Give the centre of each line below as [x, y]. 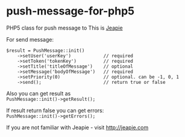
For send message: [30, 39]
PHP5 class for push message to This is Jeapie [64, 28]
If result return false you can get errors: [55, 110]
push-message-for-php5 [70, 11]
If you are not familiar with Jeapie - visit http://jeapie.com [77, 127]
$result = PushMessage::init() [45, 50]
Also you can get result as [39, 93]
